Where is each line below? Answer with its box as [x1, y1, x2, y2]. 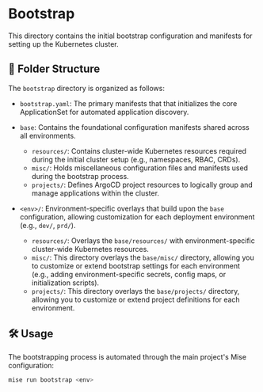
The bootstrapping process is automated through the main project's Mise [8, 352, 247, 361]
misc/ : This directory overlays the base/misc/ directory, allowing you [31, 253, 255, 262]
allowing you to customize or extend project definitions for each [31, 295, 240, 304]
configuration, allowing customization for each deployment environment [19, 211, 255, 222]
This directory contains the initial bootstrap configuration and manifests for [8, 31, 253, 40]
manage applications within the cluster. [31, 188, 160, 198]
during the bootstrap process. [31, 171, 129, 181]
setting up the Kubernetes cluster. [8, 39, 119, 48]
